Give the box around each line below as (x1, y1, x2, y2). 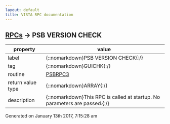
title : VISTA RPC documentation (5, 12, 73, 17)
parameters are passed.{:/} (46, 100, 110, 107)
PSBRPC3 (46, 71, 69, 78)
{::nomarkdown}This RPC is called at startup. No (46, 94, 160, 101)
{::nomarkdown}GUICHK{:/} (46, 63, 111, 70)
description (8, 97, 35, 104)
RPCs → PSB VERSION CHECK (5, 31, 102, 39)
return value (8, 79, 37, 86)
